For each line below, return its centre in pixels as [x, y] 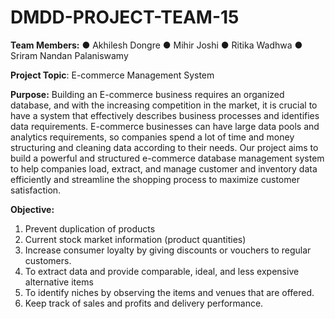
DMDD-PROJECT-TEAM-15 [125, 17]
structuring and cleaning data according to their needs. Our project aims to [164, 147]
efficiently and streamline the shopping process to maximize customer [155, 179]
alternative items [59, 282]
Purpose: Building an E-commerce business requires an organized [147, 94]
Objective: [32, 209]
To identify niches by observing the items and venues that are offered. [169, 292]
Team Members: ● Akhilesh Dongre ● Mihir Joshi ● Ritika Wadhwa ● [156, 45]
